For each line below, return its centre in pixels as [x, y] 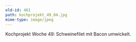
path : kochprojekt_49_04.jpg [36, 15]
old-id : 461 [18, 10]
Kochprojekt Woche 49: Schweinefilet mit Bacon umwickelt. [68, 34]
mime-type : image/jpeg [29, 19]
